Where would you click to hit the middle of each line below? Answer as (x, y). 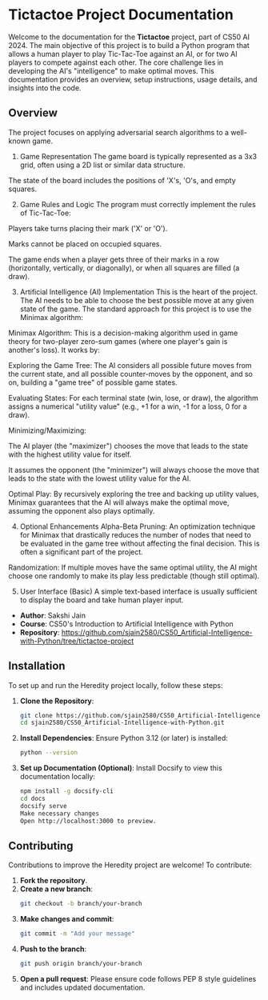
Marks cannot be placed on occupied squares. (85, 244)
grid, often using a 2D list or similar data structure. (102, 165)
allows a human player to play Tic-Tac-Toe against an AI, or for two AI (123, 54)
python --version (49, 753)
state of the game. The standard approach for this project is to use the (136, 309)
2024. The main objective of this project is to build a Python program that (129, 45)
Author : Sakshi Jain (53, 615)
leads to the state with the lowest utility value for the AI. (100, 478)
